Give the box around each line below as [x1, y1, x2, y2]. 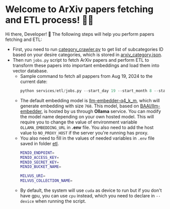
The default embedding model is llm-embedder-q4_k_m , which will [20, 97, 160, 103]
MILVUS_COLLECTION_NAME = [20, 178, 73, 183]
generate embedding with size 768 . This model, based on [20, 103, 139, 109]
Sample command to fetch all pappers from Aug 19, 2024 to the [20, 73, 153, 79]
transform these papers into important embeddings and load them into [12, 62, 159, 68]
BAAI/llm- [140, 103, 160, 109]
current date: [20, 78, 48, 85]
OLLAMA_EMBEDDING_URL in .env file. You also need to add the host [20, 124, 154, 130]
